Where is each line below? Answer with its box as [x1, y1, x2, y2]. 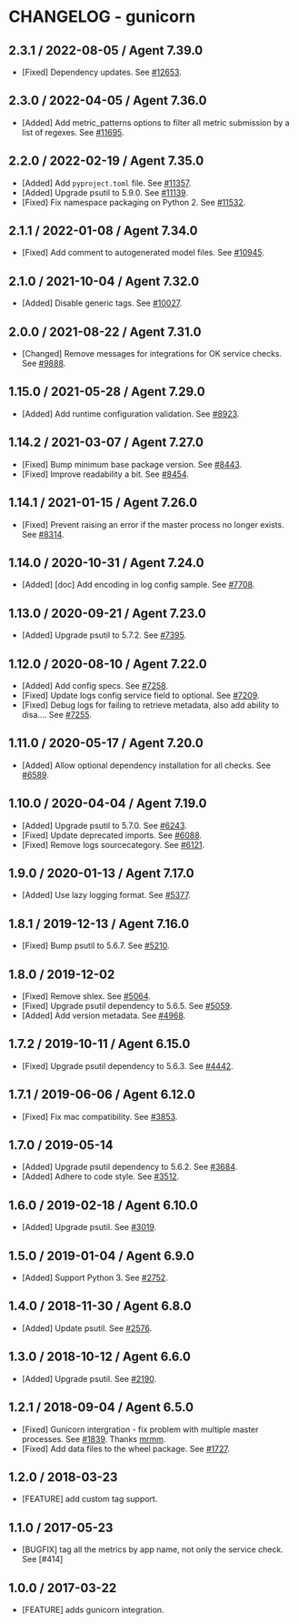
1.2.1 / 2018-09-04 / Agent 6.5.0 [8, 1399, 194, 1416]
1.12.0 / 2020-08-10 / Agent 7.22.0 [8, 656, 208, 671]
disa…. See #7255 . [21, 709, 92, 720]
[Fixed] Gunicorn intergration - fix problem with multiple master [21, 1424, 259, 1435]
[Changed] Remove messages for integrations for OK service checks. [21, 348, 283, 359]
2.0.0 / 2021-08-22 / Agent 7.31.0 [8, 324, 202, 339]
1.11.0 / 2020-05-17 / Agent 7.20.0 [8, 735, 204, 751]
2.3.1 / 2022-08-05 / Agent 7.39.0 [8, 43, 204, 58]
